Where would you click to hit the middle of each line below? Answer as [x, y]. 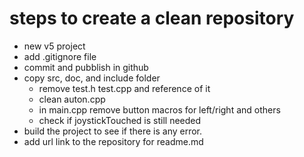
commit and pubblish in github [86, 67]
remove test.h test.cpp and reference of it [124, 88]
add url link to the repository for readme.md [113, 141]
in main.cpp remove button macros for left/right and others [159, 109]
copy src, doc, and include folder [92, 78]
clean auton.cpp [72, 99]
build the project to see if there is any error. [113, 131]
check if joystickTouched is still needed [120, 120]
